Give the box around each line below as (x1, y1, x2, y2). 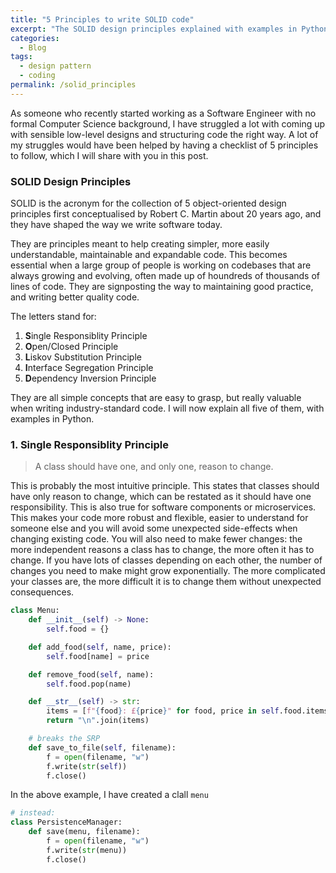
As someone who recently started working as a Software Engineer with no (10, 107, 317, 119)
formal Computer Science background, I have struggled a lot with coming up (10, 117, 326, 130)
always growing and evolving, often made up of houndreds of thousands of (10, 270, 320, 282)
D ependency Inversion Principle (24, 372, 157, 385)
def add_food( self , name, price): (28, 642, 172, 652)
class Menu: (10, 606, 60, 616)
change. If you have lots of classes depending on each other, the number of (10, 554, 323, 566)
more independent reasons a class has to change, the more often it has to (10, 544, 315, 556)
